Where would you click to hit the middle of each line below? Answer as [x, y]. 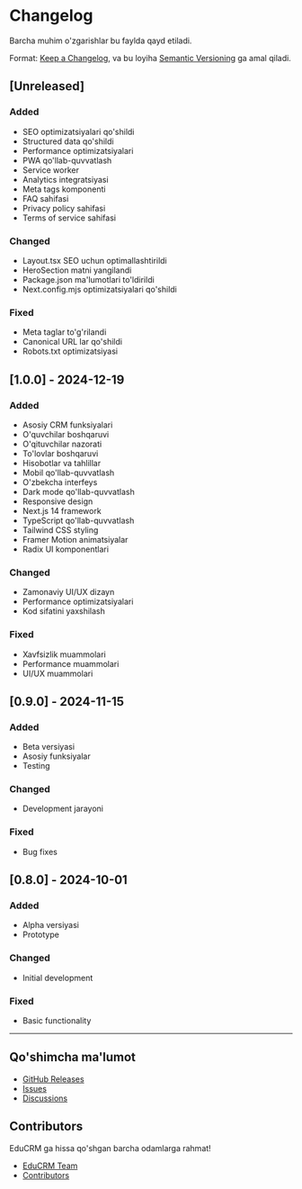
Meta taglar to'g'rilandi [64, 332]
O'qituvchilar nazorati [62, 444]
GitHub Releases [53, 1079]
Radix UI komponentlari [66, 549]
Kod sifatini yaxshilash [64, 611]
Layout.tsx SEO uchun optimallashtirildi [95, 260]
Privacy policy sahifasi [64, 208]
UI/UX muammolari [58, 673]
